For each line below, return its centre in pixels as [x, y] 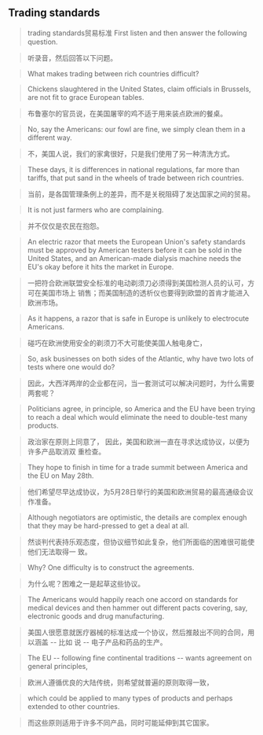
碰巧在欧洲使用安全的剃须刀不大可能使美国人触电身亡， [117, 343]
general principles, [58, 666]
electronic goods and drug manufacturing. [96, 616]
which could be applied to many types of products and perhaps [130, 698]
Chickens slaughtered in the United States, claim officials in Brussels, [139, 89]
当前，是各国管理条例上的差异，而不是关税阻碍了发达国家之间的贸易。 [141, 194]
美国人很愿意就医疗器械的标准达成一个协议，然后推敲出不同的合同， [137, 632]
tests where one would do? [71, 367]
